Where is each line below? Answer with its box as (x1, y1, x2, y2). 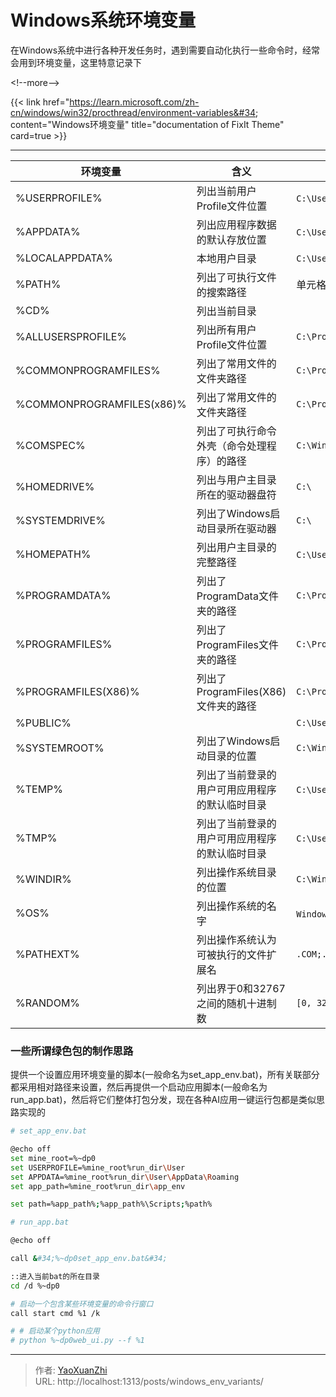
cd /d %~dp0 (10, 1281, 60, 1291)
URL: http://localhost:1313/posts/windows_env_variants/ (34, 1376, 264, 1388)
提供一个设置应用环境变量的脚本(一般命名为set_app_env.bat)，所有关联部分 (10, 1069, 320, 1081)
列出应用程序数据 (196, 217, 277, 231)
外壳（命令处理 (196, 439, 267, 453)
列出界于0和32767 (196, 981, 286, 995)
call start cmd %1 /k (10, 1308, 101, 1318)
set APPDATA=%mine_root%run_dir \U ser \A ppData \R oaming (10, 1172, 240, 1182)
